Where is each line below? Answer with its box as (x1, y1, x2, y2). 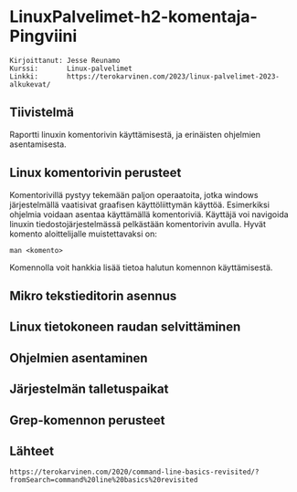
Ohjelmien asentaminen (9, 350, 148, 366)
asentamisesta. (9, 139, 67, 150)
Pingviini (9, 26, 78, 47)
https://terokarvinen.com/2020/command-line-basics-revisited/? (9, 467, 260, 476)
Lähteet (9, 443, 55, 458)
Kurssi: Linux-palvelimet (9, 64, 133, 73)
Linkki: (9, 71, 39, 81)
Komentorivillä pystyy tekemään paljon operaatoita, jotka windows (9, 189, 259, 200)
